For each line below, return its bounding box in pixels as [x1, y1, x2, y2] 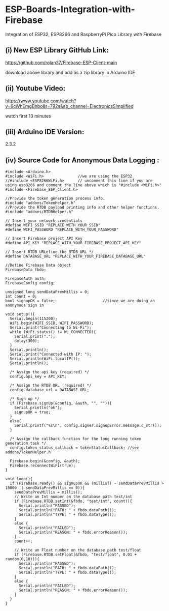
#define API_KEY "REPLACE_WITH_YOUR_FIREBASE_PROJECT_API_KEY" [5, 241, 142, 246]
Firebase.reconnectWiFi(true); [10, 463, 76, 469]
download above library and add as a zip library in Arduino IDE [5, 69, 136, 75]
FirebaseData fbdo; [5, 267, 47, 273]
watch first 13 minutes [5, 113, 52, 119]
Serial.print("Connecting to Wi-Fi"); [10, 325, 92, 330]
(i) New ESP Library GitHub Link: [5, 46, 109, 54]
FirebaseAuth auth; [5, 276, 47, 281]
